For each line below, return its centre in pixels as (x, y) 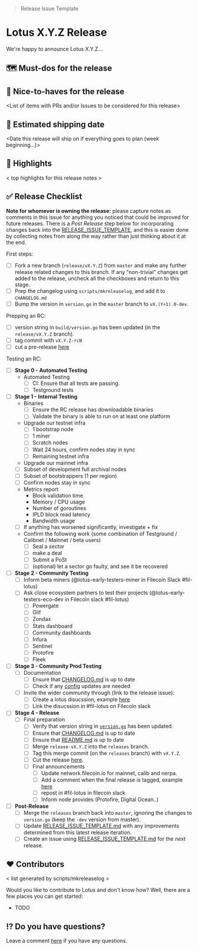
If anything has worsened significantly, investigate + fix (91, 527)
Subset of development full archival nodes (75, 469)
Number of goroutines (59, 508)
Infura (40, 639)
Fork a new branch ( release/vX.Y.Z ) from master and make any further (100, 265)
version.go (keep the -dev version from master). (82, 820)
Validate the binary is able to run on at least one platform (101, 416)
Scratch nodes (50, 443)
